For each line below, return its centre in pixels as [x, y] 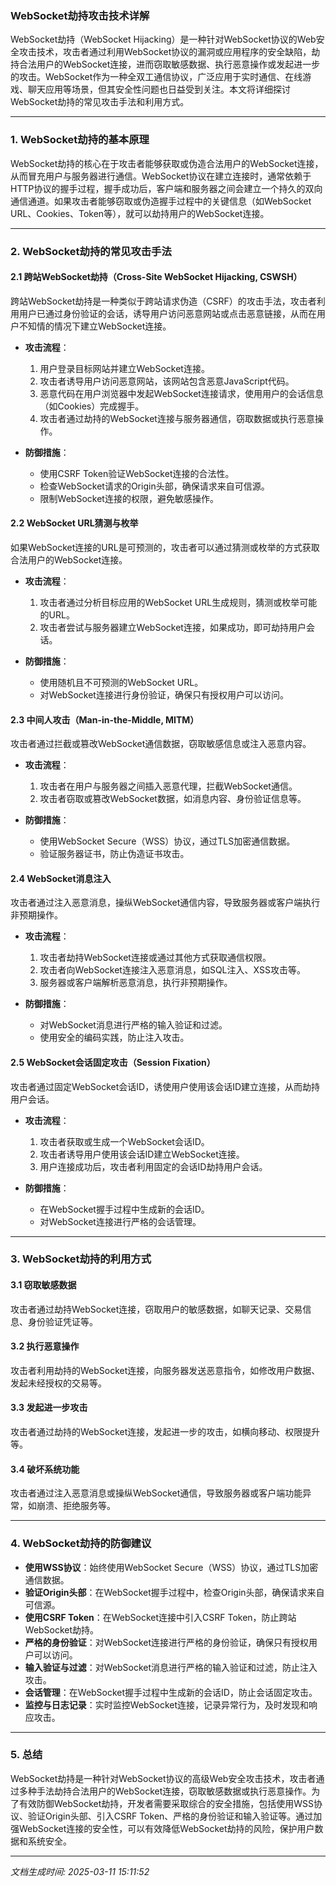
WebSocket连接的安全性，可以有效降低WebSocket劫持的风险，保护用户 [166, 1828]
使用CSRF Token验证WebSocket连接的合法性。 [137, 473]
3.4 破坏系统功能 [45, 1469]
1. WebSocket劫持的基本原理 [80, 140]
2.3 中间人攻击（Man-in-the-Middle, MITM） [105, 719]
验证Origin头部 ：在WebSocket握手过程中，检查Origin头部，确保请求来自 [174, 1592]
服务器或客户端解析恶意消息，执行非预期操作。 [136, 983]
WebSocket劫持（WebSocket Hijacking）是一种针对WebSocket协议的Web [163, 39]
